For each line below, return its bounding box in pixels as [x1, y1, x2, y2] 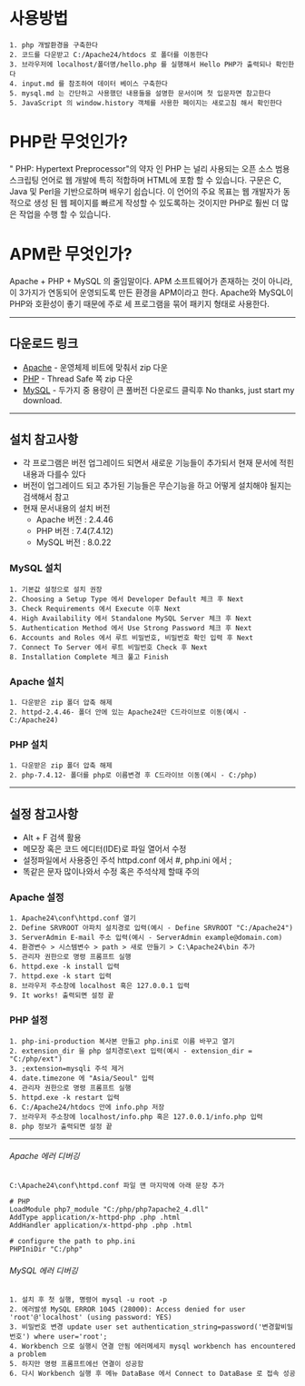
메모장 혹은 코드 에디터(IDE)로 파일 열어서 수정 [22, 844, 187, 855]
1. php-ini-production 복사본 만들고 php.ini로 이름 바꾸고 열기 [9, 1036, 235, 1045]
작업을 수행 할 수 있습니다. [18, 208, 112, 219]
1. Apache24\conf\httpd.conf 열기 [9, 914, 136, 923]
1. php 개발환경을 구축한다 [9, 40, 98, 50]
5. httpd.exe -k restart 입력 [9, 1093, 120, 1102]
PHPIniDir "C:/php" [9, 1244, 84, 1253]
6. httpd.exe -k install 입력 [9, 962, 120, 972]
